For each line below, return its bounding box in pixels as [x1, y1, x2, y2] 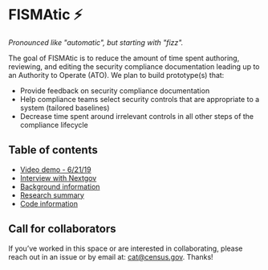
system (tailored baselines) [19, 103, 110, 112]
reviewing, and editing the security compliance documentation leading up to [8, 61, 260, 72]
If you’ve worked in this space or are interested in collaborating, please [8, 243, 243, 253]
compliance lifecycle [19, 120, 88, 129]
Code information [19, 198, 79, 208]
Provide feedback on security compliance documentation [19, 85, 210, 96]
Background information [19, 182, 100, 191]
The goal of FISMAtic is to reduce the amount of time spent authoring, [8, 53, 240, 63]
